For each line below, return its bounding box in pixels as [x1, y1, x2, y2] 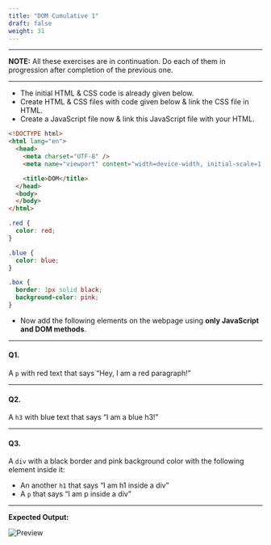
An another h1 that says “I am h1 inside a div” [19, 480, 169, 490]
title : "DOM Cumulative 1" [8, 11, 99, 20]
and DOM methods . [19, 324, 87, 334]
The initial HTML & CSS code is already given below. [19, 88, 194, 98]
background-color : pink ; [15, 294, 99, 302]
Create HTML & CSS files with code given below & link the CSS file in [19, 97, 249, 107]
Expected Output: [8, 513, 69, 522]
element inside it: [8, 465, 66, 475]
